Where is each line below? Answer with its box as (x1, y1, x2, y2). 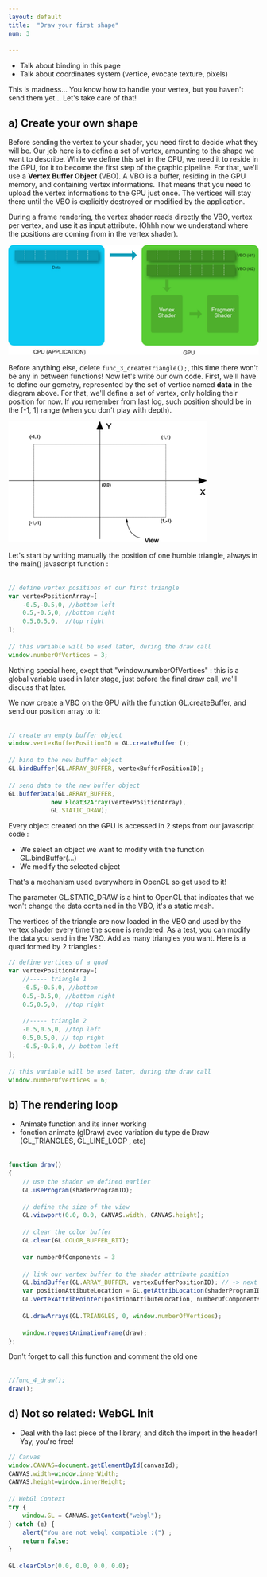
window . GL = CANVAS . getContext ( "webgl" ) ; (22, 1512, 161, 1520)
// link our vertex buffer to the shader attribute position (22, 1270, 229, 1278)
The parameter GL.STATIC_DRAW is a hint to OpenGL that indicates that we (8, 893, 255, 902)
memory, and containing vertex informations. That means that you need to (8, 180, 252, 190)
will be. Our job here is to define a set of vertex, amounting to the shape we (8, 146, 255, 155)
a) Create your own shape (8, 116, 139, 130)
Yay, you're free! (19, 1436, 74, 1446)
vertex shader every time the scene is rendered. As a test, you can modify (8, 925, 250, 935)
